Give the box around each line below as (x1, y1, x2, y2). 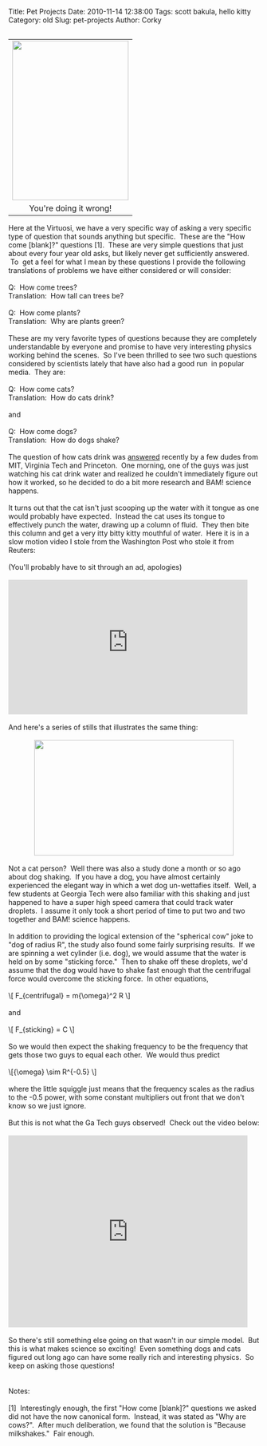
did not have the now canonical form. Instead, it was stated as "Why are (8, 1412, 247, 1421)
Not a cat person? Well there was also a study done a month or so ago (8, 863, 241, 873)
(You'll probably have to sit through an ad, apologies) (8, 563, 183, 571)
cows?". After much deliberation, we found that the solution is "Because (8, 1420, 246, 1429)
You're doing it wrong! (29, 203, 112, 214)
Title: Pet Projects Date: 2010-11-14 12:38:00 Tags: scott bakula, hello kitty (8, 7, 251, 16)
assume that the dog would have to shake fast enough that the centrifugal (8, 966, 251, 974)
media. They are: (8, 367, 66, 377)
